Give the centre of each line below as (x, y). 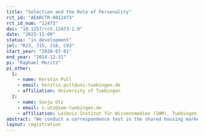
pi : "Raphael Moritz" (34, 62)
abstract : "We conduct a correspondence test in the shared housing (95, 119)
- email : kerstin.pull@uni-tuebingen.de (69, 85)
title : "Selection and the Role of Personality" (69, 12)
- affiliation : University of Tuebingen (69, 91)
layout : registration (34, 125)
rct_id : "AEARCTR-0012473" (40, 18)
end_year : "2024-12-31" (36, 57)
